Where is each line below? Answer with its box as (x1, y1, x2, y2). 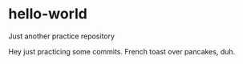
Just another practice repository (8, 31, 115, 41)
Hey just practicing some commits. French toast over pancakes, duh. (8, 46, 236, 56)
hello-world (8, 5, 88, 23)
